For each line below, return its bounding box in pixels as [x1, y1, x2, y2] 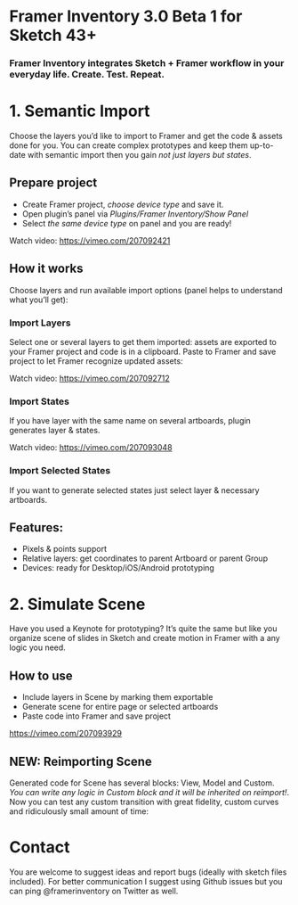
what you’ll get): [9, 294, 68, 305]
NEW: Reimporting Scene [9, 753, 153, 769]
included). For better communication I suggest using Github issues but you [9, 876, 283, 886]
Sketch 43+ [9, 25, 98, 45]
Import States [9, 395, 69, 407]
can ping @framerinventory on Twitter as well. [9, 885, 179, 896]
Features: [9, 520, 64, 535]
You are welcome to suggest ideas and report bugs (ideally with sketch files [9, 867, 287, 877]
